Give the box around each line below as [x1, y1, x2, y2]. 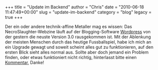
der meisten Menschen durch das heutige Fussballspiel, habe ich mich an [5, 39, 151, 45]
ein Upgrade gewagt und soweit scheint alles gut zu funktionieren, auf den [5, 44, 154, 50]
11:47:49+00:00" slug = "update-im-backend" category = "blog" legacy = [5, 9, 152, 15]
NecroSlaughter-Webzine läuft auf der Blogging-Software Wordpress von [5, 29, 151, 34]
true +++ [5, 14, 23, 20]
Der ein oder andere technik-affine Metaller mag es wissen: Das [5, 24, 132, 29]
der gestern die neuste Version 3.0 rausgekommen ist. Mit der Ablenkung [5, 34, 151, 40]
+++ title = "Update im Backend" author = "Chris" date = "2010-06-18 [5, 4, 144, 10]
